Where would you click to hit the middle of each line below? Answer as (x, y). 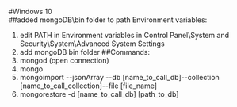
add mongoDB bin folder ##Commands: (85, 52)
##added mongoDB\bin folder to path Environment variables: (108, 20)
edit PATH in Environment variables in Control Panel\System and (124, 35)
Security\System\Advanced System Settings (92, 44)
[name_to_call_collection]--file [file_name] (88, 86)
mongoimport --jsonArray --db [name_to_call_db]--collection (119, 77)
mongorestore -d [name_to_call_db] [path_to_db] (99, 94)
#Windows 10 (31, 11)
